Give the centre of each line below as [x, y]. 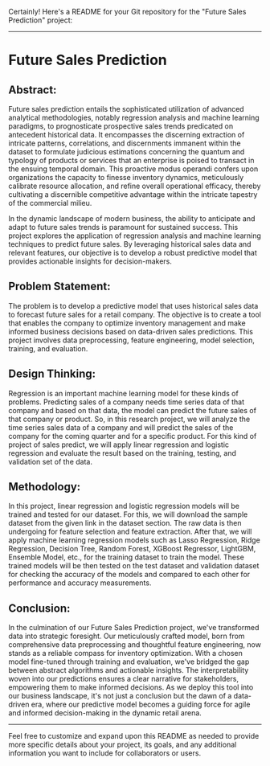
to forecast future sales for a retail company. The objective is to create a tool [135, 314]
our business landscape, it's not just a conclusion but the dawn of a [120, 696]
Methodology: [45, 487]
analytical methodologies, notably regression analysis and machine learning [134, 117]
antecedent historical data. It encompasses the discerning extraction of [127, 135]
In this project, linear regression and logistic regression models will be [124, 506]
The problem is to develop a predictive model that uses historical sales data [133, 305]
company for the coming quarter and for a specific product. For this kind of [133, 436]
